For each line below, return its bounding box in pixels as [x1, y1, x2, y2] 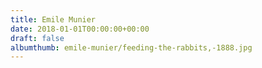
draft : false [10, 33, 65, 43]
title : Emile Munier [10, 14, 97, 25]
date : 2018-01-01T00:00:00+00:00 [10, 24, 150, 34]
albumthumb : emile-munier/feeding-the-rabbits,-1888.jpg [10, 42, 253, 53]
